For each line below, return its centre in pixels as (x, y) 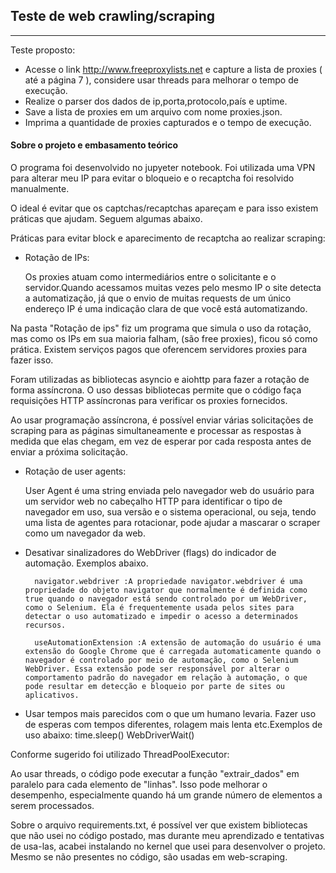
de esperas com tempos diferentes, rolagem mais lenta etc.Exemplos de (173, 725)
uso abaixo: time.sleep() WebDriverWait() (109, 735)
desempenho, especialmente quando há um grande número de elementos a (166, 795)
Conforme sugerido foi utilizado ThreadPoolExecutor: (120, 755)
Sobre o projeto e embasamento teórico (94, 145)
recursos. (45, 625)
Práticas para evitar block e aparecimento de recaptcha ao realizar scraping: (168, 238)
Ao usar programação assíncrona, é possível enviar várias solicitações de (162, 420)
